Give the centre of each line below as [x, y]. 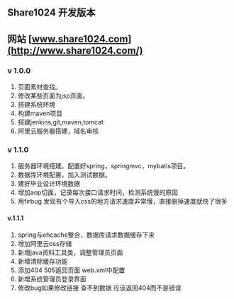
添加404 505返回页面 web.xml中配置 [71, 270]
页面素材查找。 [39, 87]
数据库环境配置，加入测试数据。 [64, 175]
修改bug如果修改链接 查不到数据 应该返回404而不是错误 [100, 288]
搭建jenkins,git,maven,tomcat [61, 122]
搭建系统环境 [36, 105]
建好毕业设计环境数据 [49, 184]
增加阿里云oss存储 [45, 243]
